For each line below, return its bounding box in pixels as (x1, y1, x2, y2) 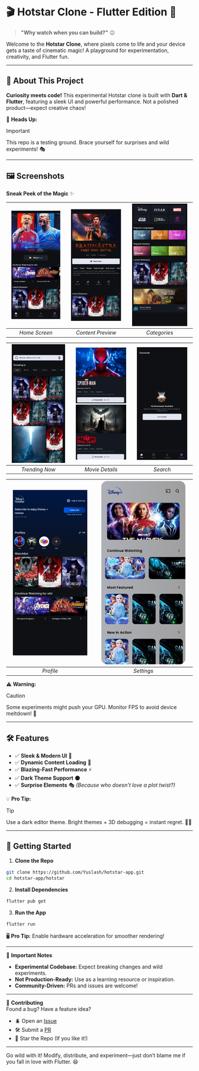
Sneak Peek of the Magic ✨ (6, 190, 75, 197)
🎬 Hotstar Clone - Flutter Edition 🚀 (6, 5, 176, 19)
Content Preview (76, 329, 117, 336)
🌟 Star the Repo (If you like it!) (14, 1035, 88, 1042)
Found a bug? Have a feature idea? (6, 1006, 92, 1013)
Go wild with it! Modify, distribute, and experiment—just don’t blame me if (6, 1052, 185, 1059)
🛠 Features (6, 733, 49, 743)
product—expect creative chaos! (6, 104, 86, 111)
